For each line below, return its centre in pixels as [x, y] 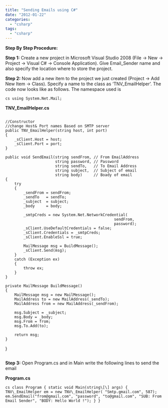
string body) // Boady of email [94, 175]
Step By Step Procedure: [32, 48]
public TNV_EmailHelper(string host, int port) [56, 130]
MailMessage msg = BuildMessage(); [61, 246]
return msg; [27, 335]
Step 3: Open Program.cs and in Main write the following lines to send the [82, 363]
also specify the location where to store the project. [59, 69]
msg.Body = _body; [34, 317]
